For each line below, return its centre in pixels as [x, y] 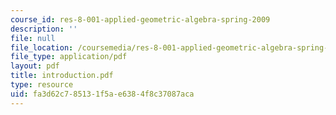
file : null [33, 38]
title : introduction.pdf [62, 76]
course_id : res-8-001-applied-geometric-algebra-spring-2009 [140, 19]
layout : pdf [35, 66]
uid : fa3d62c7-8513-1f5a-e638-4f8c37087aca [102, 94]
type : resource [42, 85]
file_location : [42, 47]
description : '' [44, 29]
